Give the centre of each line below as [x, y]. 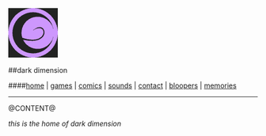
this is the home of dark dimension [65, 123]
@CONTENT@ [32, 108]
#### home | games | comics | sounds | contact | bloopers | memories [123, 85]
